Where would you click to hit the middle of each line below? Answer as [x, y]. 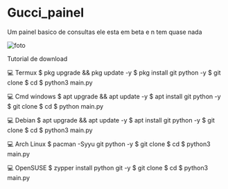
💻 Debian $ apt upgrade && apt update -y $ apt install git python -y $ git [111, 120]
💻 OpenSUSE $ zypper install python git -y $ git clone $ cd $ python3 [108, 168]
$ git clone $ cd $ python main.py [55, 106]
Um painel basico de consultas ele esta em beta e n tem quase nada [105, 32]
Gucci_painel [46, 13]
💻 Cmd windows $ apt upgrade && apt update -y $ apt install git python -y [114, 96]
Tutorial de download [37, 58]
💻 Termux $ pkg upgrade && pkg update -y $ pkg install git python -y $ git [114, 72]
